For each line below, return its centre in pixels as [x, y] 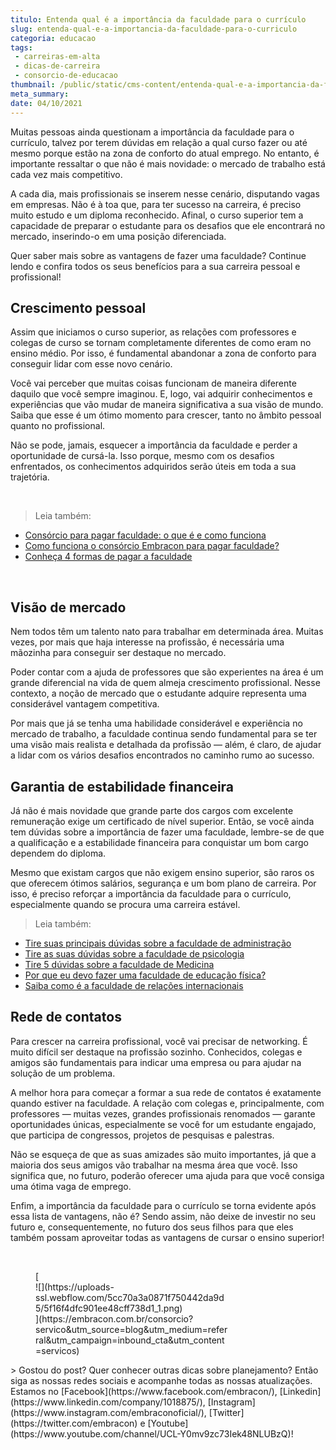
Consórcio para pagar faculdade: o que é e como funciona [145, 535]
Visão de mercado [68, 607]
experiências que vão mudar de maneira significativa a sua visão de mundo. [167, 405]
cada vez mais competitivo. [66, 174]
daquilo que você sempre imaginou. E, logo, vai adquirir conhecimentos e [161, 394]
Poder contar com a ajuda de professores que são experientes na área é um [167, 672]
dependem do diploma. [58, 853]
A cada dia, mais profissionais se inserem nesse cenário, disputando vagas [165, 193]
